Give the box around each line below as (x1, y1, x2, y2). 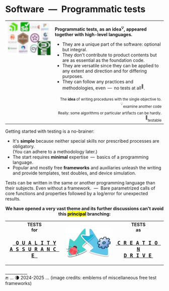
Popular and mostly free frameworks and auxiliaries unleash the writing (12, 165, 162, 170)
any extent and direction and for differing (62, 68, 147, 74)
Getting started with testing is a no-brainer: (5, 128, 95, 134)
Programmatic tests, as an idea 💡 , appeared (54, 25, 147, 32)
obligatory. (12, 143, 35, 149)
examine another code (123, 104, 162, 109)
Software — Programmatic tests (5, 4, 146, 15)
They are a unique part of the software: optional (62, 41, 161, 47)
